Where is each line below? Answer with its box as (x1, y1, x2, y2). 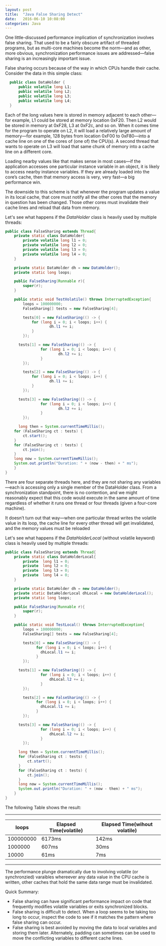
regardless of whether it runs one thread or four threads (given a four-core (5, 500, 157, 506)
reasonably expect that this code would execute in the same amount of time (5, 494, 160, 500)
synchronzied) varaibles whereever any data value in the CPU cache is (5, 874, 149, 880)
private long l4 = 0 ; (23, 573, 70, 578)
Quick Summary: (5, 889, 40, 895)
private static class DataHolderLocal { (14, 554, 96, 559)
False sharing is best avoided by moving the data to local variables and (12, 924, 157, 930)
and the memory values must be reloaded (5, 525, 90, 531)
